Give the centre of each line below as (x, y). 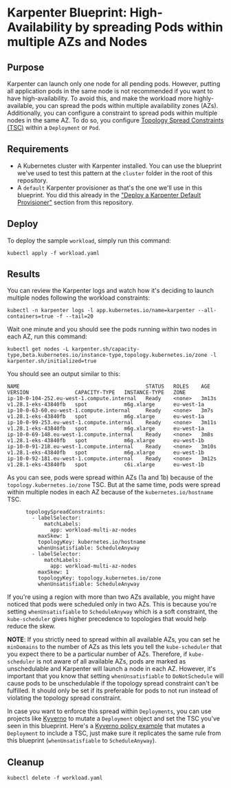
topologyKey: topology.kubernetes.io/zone (99, 578)
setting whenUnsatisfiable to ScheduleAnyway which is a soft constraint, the (112, 612)
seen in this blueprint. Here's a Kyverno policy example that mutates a (106, 726)
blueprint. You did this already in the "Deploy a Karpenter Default (109, 195)
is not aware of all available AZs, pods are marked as (111, 661)
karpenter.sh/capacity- (106, 349)
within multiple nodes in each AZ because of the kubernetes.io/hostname (110, 492)
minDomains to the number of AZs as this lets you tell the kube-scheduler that (114, 647)
